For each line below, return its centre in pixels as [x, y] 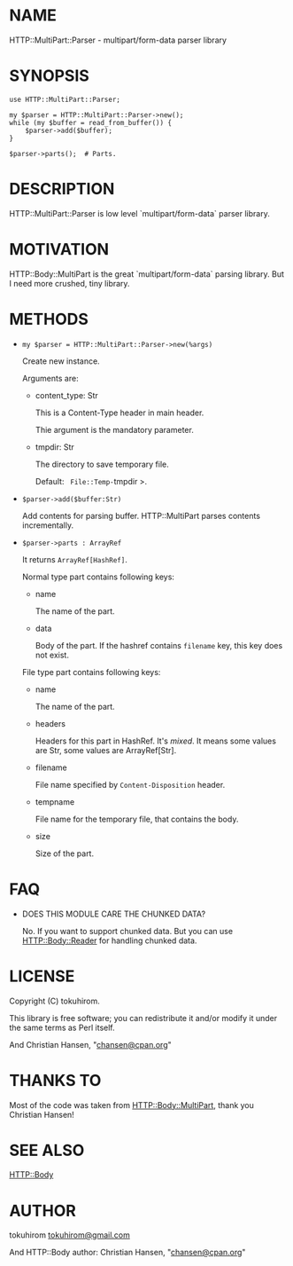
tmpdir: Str [55, 447]
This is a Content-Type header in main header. [120, 413]
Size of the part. [65, 853]
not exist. [52, 655]
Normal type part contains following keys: [98, 577]
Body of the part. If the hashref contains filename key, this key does [159, 645]
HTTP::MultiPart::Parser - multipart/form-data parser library [118, 40]
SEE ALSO [47, 1150]
